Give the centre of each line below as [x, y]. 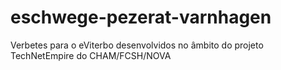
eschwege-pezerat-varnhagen [141, 17]
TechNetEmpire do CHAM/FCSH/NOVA [91, 55]
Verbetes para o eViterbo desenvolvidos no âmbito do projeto [137, 45]
